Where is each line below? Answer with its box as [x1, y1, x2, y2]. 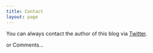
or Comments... [6, 41, 44, 48]
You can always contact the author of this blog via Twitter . [6, 30, 148, 37]
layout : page [6, 14, 38, 20]
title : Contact [6, 8, 44, 15]
